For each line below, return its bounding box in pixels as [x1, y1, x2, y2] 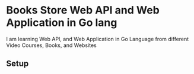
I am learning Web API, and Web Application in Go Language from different [6, 35, 189, 42]
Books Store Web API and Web [6, 4, 160, 17]
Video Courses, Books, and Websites [6, 42, 97, 49]
